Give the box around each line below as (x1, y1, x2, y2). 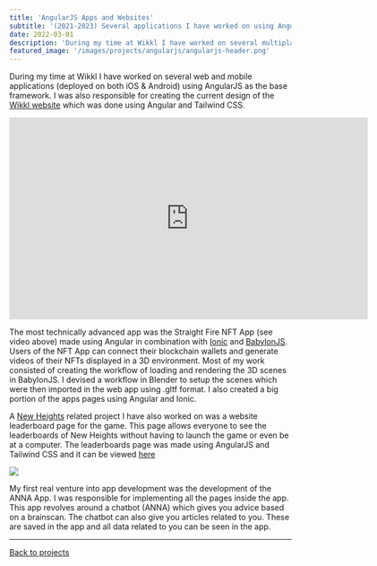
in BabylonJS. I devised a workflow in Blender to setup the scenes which (9, 374, 278, 386)
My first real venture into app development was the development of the (9, 483, 271, 494)
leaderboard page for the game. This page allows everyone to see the (9, 421, 267, 431)
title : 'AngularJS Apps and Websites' (9, 13, 154, 22)
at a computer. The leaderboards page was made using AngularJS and (9, 440, 270, 450)
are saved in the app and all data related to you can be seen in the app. (9, 521, 271, 532)
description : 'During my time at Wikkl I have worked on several (9, 38, 258, 48)
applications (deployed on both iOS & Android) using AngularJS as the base (9, 81, 288, 91)
